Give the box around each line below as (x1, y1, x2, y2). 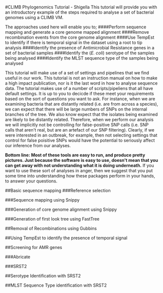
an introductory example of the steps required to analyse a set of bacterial (5, 9, 155, 15)
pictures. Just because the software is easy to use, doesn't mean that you (5, 158, 159, 163)
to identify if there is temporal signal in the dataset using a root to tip (5, 40, 143, 45)
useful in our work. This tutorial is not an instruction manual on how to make (5, 75, 158, 81)
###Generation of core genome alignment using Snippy (5, 206, 117, 212)
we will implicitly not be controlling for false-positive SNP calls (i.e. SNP (5, 122, 149, 128)
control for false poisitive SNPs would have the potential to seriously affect (5, 137, 155, 143)
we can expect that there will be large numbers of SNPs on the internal (5, 106, 147, 112)
